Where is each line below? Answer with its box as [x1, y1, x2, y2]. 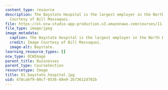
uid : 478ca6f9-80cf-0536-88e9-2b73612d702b [5, 77, 97, 82]
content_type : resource [5, 7, 55, 12]
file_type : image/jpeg [5, 26, 52, 31]
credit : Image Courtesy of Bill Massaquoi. [9, 40, 101, 45]
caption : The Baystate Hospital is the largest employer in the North [9, 35, 160, 40]
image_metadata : [5, 30, 39, 35]
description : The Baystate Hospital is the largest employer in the [5, 12, 151, 17]
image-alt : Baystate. [9, 44, 55, 49]
